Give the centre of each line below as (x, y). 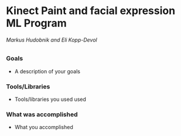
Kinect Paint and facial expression (91, 11)
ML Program (37, 23)
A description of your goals (47, 71)
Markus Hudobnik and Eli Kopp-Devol (52, 40)
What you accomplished (44, 127)
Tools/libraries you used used (50, 99)
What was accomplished (42, 114)
